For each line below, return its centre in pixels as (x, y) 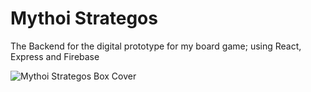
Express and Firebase (55, 56)
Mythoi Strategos (84, 18)
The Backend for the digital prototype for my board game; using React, (156, 46)
